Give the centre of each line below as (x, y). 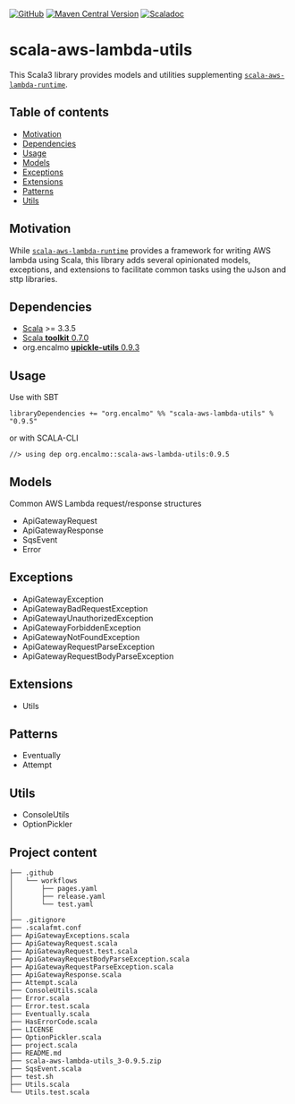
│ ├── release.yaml (57, 897)
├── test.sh (31, 1077)
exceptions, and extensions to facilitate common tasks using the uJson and (147, 270)
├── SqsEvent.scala (46, 1069)
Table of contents (59, 112)
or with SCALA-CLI (44, 438)
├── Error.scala (39, 998)
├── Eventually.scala (50, 1014)
